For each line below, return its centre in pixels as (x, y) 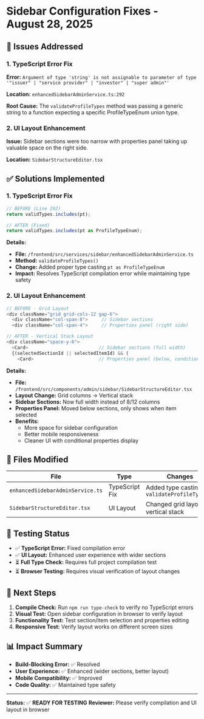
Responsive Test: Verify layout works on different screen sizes (94, 627)
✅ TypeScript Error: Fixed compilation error (70, 548)
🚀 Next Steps (31, 593)
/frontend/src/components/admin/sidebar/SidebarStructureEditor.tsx (104, 389)
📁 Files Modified (37, 459)
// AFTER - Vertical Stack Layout (50, 336)
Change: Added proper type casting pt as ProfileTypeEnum (90, 267)
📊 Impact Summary (45, 646)
